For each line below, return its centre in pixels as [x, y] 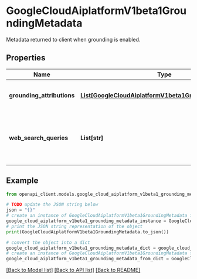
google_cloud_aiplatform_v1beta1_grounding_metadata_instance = [86, 221]
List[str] [92, 138]
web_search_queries [39, 138]
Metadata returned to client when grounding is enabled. [73, 39]
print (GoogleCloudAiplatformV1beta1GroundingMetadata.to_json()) [87, 232]
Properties [26, 58]
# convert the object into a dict [48, 242]
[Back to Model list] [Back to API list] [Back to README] [73, 270]
